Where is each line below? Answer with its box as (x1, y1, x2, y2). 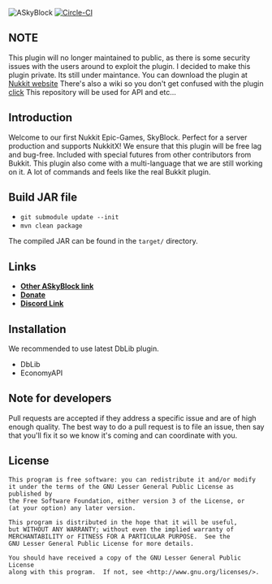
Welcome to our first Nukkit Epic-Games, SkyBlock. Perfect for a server (8, 132, 248, 142)
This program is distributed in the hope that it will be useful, (8, 518, 238, 526)
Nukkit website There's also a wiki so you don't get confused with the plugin (8, 78, 264, 89)
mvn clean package (19, 222, 83, 231)
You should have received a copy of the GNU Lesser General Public (8, 553, 242, 562)
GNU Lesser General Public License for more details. (8, 539, 195, 547)
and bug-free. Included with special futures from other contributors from (8, 149, 252, 159)
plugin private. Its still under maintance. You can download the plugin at (8, 70, 248, 80)
